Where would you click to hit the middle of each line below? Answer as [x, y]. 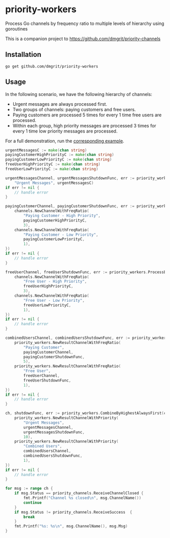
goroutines [16, 28]
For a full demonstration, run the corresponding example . [65, 141]
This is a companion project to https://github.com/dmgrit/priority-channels [83, 39]
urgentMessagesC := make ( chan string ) [46, 150]
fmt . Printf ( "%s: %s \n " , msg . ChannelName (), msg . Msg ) [71, 526]
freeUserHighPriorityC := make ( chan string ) [53, 164]
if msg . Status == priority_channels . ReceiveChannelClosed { [79, 493]
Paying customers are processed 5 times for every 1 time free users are [87, 115]
